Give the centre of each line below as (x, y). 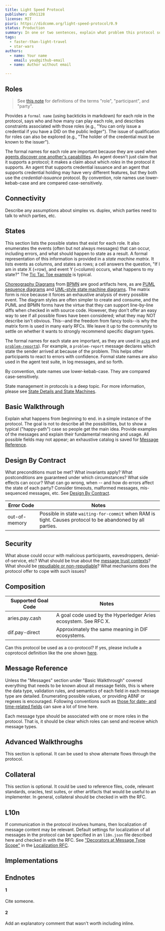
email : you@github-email (39, 60)
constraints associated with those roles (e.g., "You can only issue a (73, 126)
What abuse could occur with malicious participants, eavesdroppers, (75, 555)
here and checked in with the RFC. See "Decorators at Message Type (75, 840)
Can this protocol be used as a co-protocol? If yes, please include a (73, 647)
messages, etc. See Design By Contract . (69, 493)
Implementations (32, 861)
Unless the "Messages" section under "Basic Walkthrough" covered (74, 680)
